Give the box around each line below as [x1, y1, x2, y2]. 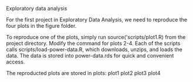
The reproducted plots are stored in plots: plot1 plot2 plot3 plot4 [6, 70, 161, 76]
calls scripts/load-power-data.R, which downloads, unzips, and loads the [6, 46, 183, 53]
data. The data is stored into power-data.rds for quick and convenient [6, 52, 174, 59]
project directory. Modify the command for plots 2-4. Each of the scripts [6, 40, 181, 47]
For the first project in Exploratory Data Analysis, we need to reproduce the [6, 16, 188, 23]
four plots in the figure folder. [6, 23, 77, 29]
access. [6, 58, 25, 65]
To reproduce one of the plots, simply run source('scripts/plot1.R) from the [6, 34, 186, 40]
